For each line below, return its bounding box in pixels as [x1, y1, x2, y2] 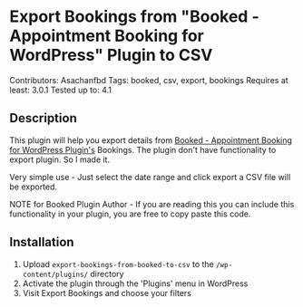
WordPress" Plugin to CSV [9, 45, 213, 65]
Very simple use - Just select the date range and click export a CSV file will [9, 171, 291, 182]
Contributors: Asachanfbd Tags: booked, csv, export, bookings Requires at [9, 74, 288, 85]
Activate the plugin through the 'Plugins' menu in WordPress [22, 278, 249, 289]
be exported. [9, 181, 57, 192]
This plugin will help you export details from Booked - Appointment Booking [9, 134, 293, 146]
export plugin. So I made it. [9, 154, 111, 165]
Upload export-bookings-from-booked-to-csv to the [22, 258, 215, 269]
